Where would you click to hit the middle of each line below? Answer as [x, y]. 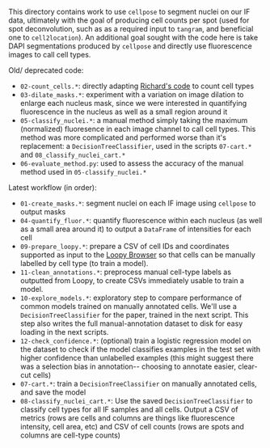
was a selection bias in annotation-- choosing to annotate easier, [128, 366]
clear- [248, 366]
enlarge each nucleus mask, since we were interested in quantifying [133, 103]
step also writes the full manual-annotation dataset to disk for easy [131, 323]
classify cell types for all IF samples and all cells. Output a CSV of [129, 409]
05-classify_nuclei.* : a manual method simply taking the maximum [134, 120]
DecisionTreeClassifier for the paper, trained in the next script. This [134, 315]
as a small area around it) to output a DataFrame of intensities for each [136, 229]
